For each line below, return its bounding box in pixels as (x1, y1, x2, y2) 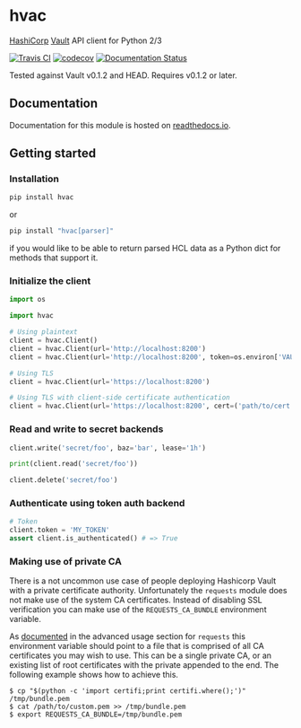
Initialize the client (9, 275, 91, 287)
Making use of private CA (9, 556, 123, 567)
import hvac (9, 311, 54, 320)
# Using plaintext (9, 328, 78, 337)
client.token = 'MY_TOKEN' (9, 526, 110, 535)
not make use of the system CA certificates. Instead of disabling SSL (9, 594, 262, 606)
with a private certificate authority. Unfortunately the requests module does (9, 585, 288, 596)
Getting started (9, 145, 97, 162)
